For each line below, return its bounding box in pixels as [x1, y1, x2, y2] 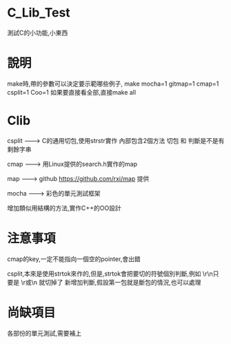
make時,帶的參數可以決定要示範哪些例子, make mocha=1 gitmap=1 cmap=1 [7, 79, 219, 88]
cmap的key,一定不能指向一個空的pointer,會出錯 [7, 254, 141, 263]
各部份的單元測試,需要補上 [7, 329, 82, 337]
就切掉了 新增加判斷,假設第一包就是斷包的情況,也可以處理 [39, 278, 201, 286]
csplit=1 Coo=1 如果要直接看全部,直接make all [7, 88, 137, 96]
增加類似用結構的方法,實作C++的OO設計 [7, 204, 122, 212]
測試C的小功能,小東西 [7, 28, 68, 37]
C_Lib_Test [7, 5, 70, 21]
